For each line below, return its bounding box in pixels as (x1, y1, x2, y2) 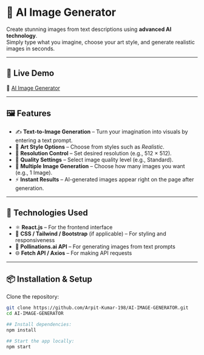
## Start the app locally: (6, 338, 75, 344)
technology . (6, 32, 38, 39)
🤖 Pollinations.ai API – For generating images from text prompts (15, 243, 176, 251)
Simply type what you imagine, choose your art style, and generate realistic (6, 38, 195, 46)
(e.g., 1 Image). (15, 169, 53, 176)
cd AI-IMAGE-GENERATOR (6, 311, 64, 317)
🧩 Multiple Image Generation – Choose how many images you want (15, 162, 185, 169)
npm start (6, 343, 32, 350)
